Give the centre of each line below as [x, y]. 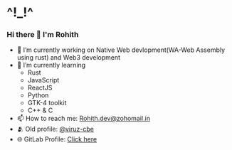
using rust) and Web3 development [69, 58]
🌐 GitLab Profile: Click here [57, 139]
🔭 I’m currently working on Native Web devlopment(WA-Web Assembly [121, 50]
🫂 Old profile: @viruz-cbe [55, 129]
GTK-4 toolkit [47, 103]
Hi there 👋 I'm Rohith [43, 35]
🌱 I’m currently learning [51, 65]
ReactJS [40, 88]
